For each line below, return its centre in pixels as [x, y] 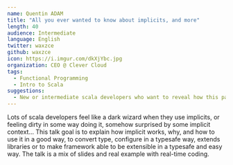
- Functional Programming [51, 78]
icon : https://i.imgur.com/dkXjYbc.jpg [65, 59]
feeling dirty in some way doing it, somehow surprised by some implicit [109, 124]
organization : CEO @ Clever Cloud [57, 65]
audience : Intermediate [42, 33]
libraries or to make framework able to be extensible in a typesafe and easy [115, 147]
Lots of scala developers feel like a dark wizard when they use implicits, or [113, 117]
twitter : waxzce [31, 46]
